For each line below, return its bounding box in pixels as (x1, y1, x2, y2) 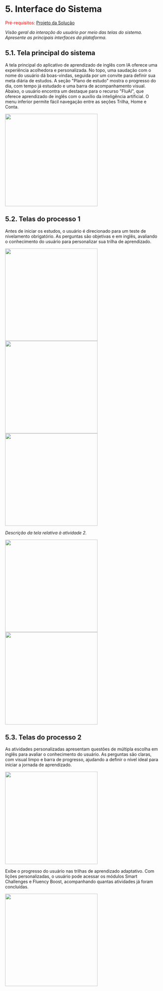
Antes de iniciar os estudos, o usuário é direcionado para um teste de (5, 228, 146, 234)
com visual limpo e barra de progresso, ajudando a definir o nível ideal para (5, 757, 159, 763)
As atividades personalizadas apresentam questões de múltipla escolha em (5, 746, 158, 752)
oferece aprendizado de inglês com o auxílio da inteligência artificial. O (5, 93, 149, 99)
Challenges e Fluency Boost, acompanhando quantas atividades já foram (5, 879, 154, 885)
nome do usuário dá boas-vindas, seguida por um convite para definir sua (5, 72, 156, 78)
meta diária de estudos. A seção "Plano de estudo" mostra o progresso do (5, 77, 156, 83)
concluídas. (5, 884, 29, 890)
